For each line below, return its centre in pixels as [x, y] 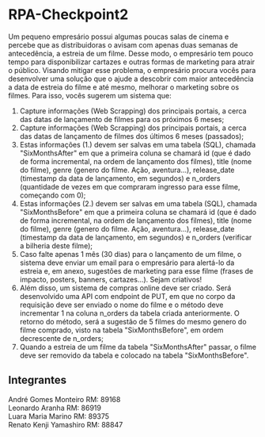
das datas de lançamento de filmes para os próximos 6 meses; [122, 119]
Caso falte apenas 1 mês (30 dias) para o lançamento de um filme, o [131, 254]
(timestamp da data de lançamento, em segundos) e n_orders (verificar [136, 237]
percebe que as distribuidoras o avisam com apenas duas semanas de [123, 44]
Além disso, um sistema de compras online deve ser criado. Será [125, 288]
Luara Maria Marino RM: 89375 [59, 416]
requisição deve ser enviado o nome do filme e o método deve [121, 305]
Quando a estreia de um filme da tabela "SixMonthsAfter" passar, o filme [138, 347]
